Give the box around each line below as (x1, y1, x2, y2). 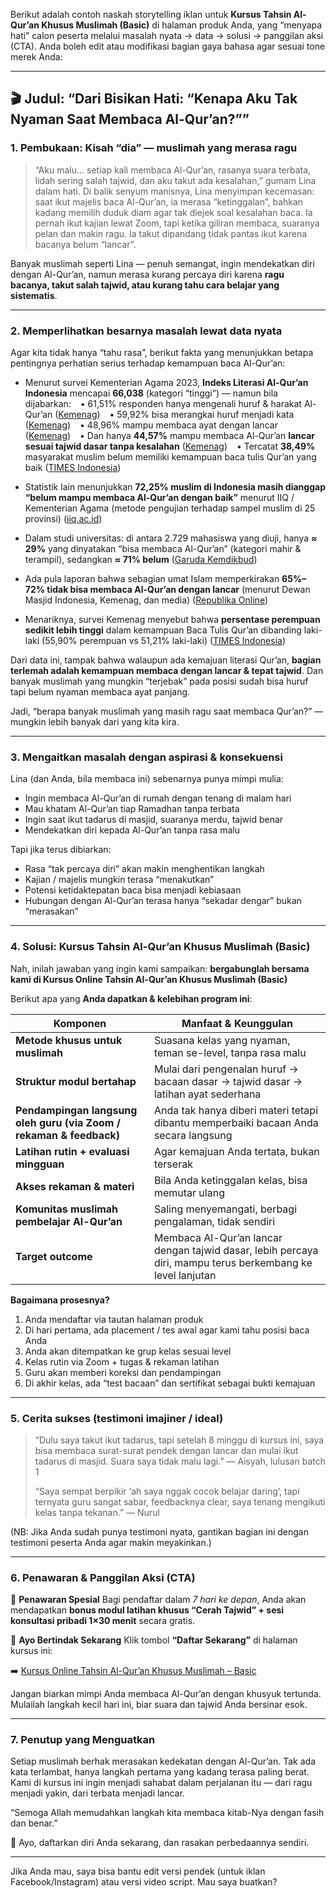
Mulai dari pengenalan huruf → (153, 1062, 299, 1076)
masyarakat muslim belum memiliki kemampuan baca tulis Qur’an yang (24, 450, 317, 463)
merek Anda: (10, 51, 63, 63)
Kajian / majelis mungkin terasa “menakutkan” (24, 874, 215, 886)
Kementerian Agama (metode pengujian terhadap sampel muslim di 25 (24, 502, 316, 514)
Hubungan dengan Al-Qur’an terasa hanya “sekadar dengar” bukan (24, 895, 302, 907)
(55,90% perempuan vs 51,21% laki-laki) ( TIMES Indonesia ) (41, 634, 287, 646)
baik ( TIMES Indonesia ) (24, 461, 122, 473)
